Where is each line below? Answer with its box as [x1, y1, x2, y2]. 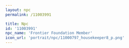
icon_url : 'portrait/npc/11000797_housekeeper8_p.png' [5, 35, 125, 40]
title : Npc [5, 21, 29, 26]
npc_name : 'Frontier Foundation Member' [5, 31, 93, 36]
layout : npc [5, 7, 31, 13]
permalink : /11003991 [5, 12, 52, 17]
